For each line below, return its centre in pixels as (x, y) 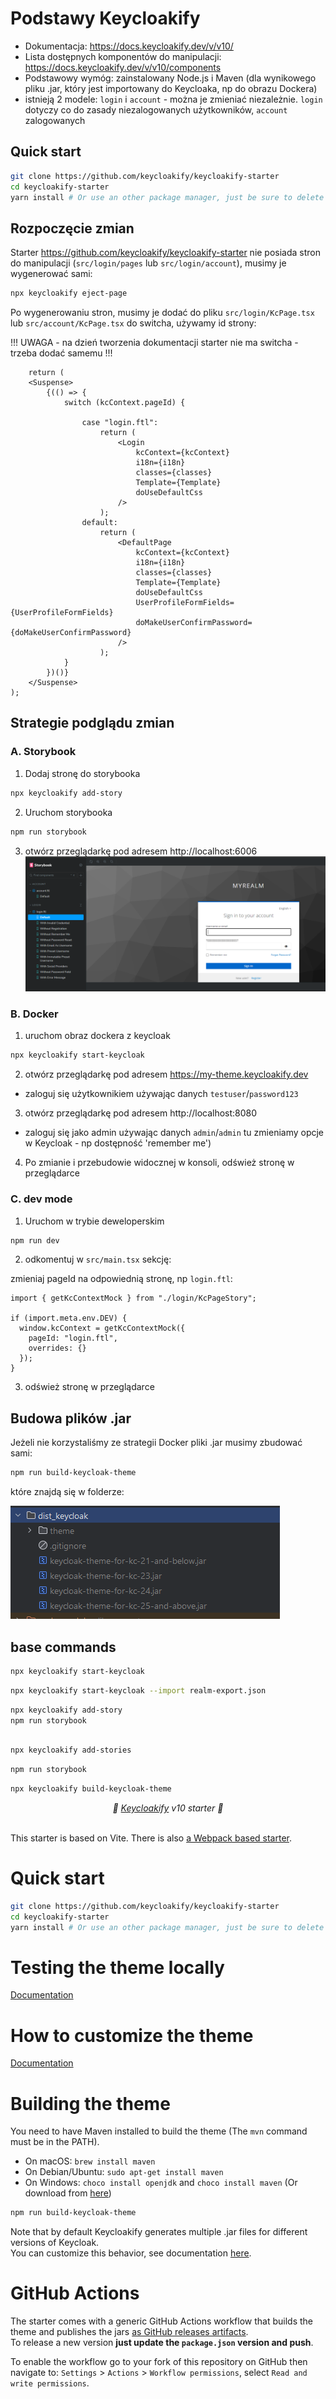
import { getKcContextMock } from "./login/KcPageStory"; (133, 1298)
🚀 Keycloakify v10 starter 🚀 (168, 1808)
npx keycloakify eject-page (69, 293)
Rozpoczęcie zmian (72, 228)
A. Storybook (43, 752)
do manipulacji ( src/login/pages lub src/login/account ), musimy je (148, 263)
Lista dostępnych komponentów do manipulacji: (123, 56)
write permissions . (50, 2383)
